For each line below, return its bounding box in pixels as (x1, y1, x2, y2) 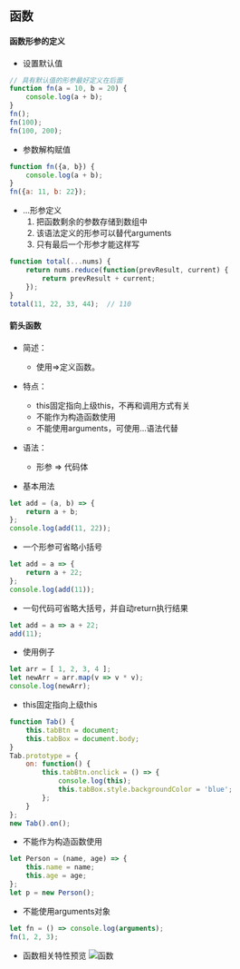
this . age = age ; (25, 871, 88, 881)
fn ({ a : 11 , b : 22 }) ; (9, 187, 88, 197)
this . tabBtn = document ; (25, 726, 120, 735)
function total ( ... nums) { (9, 257, 111, 266)
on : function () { (25, 759, 91, 769)
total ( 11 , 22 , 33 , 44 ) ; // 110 (9, 299, 131, 309)
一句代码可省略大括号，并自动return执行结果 (22, 602, 188, 613)
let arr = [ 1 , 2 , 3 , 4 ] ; (9, 665, 111, 674)
